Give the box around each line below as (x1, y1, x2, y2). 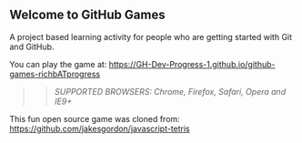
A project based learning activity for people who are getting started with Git (9, 31, 293, 42)
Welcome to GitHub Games (9, 7, 166, 23)
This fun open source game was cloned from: (9, 113, 180, 124)
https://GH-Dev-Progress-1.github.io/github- (108, 58, 276, 69)
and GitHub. (9, 41, 55, 52)
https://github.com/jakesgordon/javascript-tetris (9, 123, 191, 134)
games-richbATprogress (9, 68, 101, 79)
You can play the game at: (9, 58, 107, 69)
